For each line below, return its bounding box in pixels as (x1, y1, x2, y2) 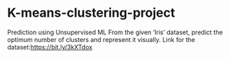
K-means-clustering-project (7, 5, 175, 21)
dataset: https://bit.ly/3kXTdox (7, 43, 93, 51)
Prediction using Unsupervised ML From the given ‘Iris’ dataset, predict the (7, 28, 223, 36)
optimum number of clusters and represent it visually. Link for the (7, 35, 196, 43)
